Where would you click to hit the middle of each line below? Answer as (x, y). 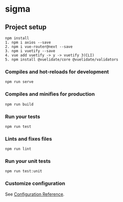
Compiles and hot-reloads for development (57, 72)
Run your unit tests (28, 161)
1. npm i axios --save (28, 42)
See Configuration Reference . (35, 194)
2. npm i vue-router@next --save (39, 47)
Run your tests (23, 117)
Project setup (26, 27)
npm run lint (18, 149)
